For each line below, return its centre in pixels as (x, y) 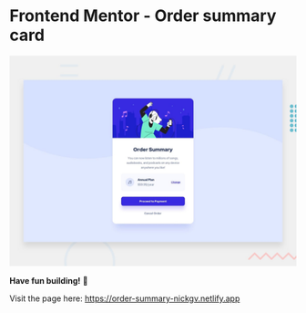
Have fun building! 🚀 (49, 281)
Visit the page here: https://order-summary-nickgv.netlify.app (125, 298)
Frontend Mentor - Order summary (143, 16)
